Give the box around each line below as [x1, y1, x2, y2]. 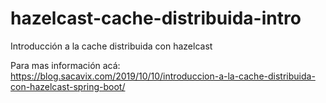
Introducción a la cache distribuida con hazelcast [10, 40, 213, 52]
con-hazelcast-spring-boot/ [10, 80, 126, 92]
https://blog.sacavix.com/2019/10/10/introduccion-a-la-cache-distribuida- [10, 70, 316, 82]
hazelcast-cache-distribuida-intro [10, 7, 302, 30]
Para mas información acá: [10, 59, 121, 71]
